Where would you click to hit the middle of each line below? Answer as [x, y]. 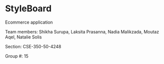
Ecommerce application [29, 22]
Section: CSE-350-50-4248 [33, 46]
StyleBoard [28, 9]
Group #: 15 [17, 56]
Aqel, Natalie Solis [24, 37]
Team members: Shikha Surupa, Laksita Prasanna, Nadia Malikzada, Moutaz [82, 32]
